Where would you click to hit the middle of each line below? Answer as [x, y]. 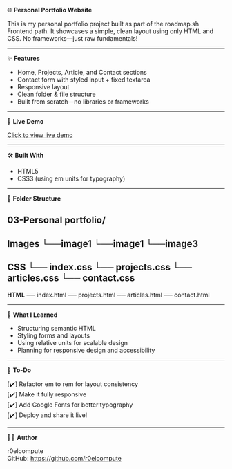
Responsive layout [43, 87]
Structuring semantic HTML [57, 328]
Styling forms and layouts [54, 335]
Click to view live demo [40, 135]
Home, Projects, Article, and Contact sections [82, 72]
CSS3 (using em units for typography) [71, 178]
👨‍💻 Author [22, 437]
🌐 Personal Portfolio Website [50, 10]
